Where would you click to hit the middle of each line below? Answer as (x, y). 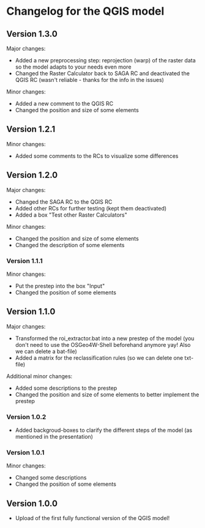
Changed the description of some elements (70, 245)
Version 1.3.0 (32, 34)
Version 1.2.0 (32, 175)
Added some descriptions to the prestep (66, 388)
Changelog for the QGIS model (85, 11)
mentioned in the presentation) (54, 437)
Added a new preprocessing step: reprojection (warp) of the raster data (105, 60)
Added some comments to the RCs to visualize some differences (97, 156)
